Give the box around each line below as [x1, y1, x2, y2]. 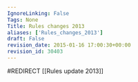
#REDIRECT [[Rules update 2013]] [7, 66, 103, 75]
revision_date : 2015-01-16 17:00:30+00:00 [7, 42, 131, 49]
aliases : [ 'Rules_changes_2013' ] [7, 29, 103, 36]
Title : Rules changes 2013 [7, 23, 85, 29]
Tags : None [7, 16, 39, 23]
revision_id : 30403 [7, 49, 63, 55]
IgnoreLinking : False [7, 10, 70, 17]
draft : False [7, 36, 45, 42]
